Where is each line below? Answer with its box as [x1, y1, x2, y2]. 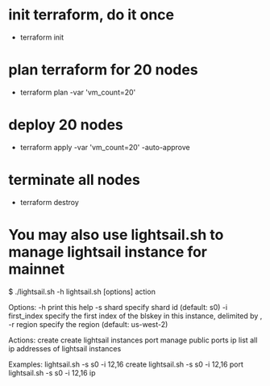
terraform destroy [19, 197, 79, 207]
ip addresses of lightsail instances [8, 343, 122, 353]
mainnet [8, 260, 65, 278]
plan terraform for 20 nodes [8, 61, 199, 79]
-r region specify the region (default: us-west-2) [8, 319, 168, 329]
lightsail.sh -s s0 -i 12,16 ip [8, 367, 96, 377]
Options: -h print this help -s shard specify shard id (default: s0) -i [8, 302, 228, 312]
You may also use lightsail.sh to [8, 225, 224, 244]
